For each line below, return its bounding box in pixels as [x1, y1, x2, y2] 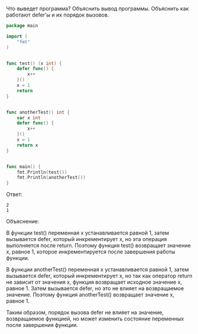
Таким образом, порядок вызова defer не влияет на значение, [6, 309, 164, 316]
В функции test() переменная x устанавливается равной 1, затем [6, 229, 170, 236]
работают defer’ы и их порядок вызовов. [6, 11, 109, 18]
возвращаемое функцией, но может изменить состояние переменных [6, 315, 184, 322]
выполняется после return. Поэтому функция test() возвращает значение [6, 242, 191, 249]
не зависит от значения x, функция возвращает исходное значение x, [6, 278, 182, 286]
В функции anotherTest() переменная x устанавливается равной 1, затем [6, 266, 189, 273]
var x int [17, 115, 41, 121]
